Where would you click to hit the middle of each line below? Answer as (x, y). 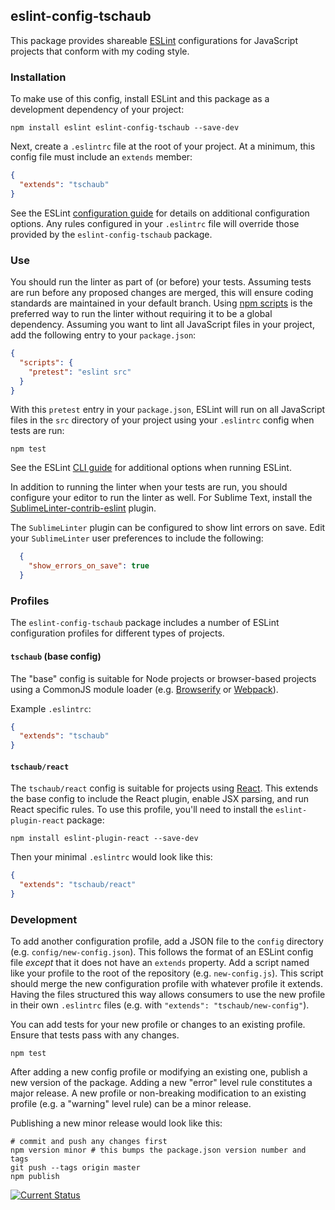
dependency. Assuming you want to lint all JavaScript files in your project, (162, 325)
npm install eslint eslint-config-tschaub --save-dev (125, 128)
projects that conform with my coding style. (100, 51)
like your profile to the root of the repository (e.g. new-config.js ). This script (167, 973)
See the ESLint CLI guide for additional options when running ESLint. (151, 468)
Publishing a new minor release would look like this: (116, 1123)
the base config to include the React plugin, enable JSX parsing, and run (160, 799)
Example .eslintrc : (51, 708)
